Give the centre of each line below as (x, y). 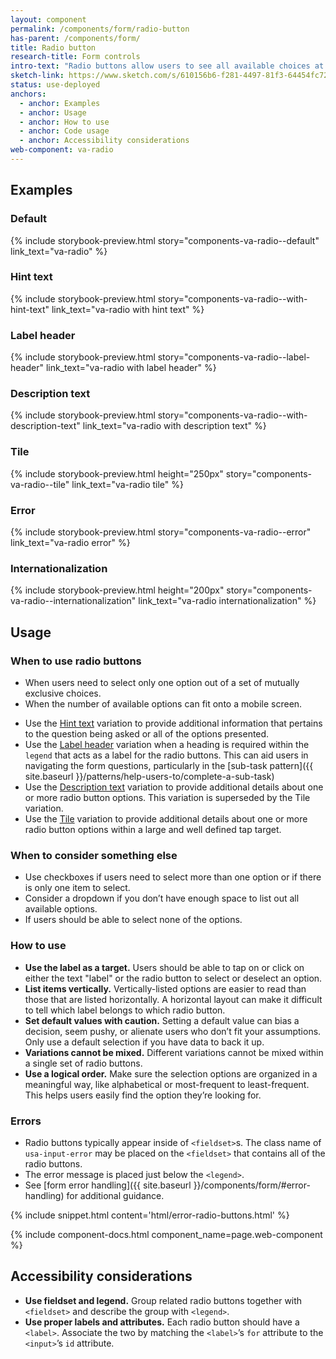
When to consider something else (94, 855)
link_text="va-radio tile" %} (127, 484)
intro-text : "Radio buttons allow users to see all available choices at (167, 66)
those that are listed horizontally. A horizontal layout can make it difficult (173, 999)
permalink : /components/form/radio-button (100, 29)
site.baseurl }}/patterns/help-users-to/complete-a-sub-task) (149, 777)
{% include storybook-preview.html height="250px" (117, 473)
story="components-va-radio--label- (234, 357)
